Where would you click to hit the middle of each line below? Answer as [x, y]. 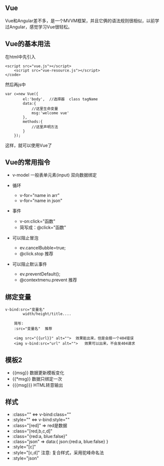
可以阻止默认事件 [30, 264]
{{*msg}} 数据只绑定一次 [37, 379]
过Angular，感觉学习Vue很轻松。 [39, 27]
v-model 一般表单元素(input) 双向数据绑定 [54, 175]
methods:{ [33, 121]
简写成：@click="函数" [43, 228]
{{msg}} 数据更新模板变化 [38, 373]
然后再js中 [16, 84]
